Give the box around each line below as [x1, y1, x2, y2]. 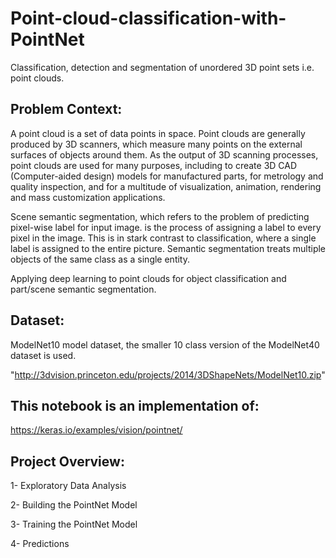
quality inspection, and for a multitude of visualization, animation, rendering [10, 180, 322, 192]
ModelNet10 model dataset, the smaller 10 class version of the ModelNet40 [10, 338, 320, 351]
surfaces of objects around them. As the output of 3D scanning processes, [10, 148, 319, 161]
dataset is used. [10, 349, 77, 361]
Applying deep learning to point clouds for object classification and [10, 272, 287, 284]
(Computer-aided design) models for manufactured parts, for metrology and [10, 170, 324, 182]
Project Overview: [10, 453, 125, 470]
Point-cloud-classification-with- [10, 7, 287, 30]
